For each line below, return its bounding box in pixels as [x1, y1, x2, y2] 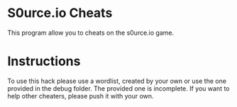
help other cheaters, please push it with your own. [7, 91, 154, 100]
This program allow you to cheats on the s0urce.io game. [7, 28, 175, 37]
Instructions [7, 53, 81, 69]
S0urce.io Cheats [7, 5, 113, 21]
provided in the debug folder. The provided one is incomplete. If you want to [7, 84, 230, 93]
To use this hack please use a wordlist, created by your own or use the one [7, 77, 227, 85]
